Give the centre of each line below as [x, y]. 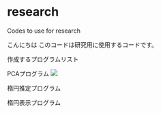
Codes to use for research [44, 31]
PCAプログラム [28, 74]
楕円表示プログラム [34, 102]
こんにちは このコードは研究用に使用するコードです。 [83, 44]
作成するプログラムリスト [43, 59]
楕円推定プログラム [34, 88]
